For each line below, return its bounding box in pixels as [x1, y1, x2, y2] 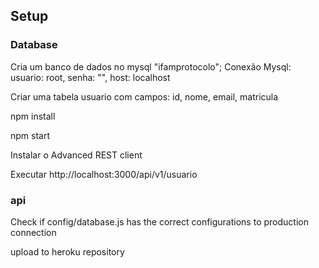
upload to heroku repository [10, 245, 125, 258]
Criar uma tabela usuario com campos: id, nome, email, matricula [10, 90, 279, 103]
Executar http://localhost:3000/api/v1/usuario [10, 168, 198, 180]
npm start [10, 129, 51, 141]
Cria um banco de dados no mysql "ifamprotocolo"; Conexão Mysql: [10, 60, 292, 73]
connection [10, 226, 57, 238]
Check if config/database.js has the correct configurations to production [10, 215, 309, 228]
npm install [10, 110, 56, 122]
